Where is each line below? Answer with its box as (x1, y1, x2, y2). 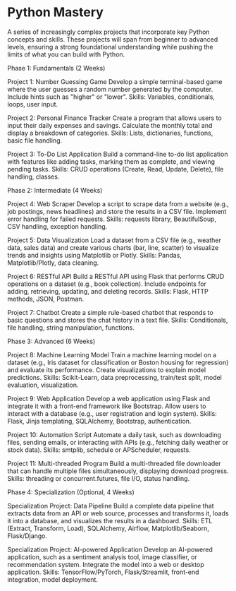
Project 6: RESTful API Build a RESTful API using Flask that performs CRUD (7, 272, 225, 280)
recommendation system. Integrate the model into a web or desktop (7, 560, 204, 568)
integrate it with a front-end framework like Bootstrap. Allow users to (7, 402, 206, 410)
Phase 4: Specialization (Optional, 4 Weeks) (7, 488, 135, 496)
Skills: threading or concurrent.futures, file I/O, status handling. (7, 474, 190, 482)
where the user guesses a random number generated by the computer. (7, 85, 213, 93)
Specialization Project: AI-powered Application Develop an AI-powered (7, 545, 213, 554)
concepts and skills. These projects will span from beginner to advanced (7, 35, 218, 43)
